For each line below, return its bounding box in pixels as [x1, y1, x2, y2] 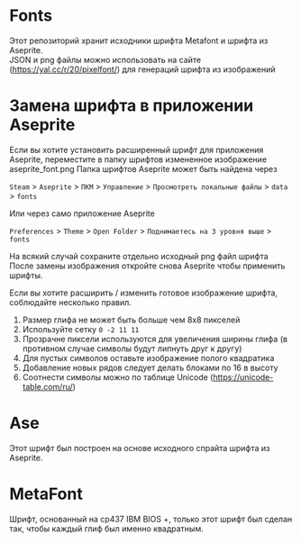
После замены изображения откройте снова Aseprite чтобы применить [9, 260, 286, 271]
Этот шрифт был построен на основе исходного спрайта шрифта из [9, 442, 270, 453]
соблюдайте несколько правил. [9, 296, 132, 307]
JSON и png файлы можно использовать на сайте [9, 54, 201, 65]
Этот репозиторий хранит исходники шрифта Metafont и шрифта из [9, 35, 269, 46]
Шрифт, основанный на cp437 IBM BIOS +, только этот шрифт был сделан [9, 513, 293, 524]
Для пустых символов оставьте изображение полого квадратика [22, 352, 275, 363]
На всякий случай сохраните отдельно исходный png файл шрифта [9, 250, 269, 261]
